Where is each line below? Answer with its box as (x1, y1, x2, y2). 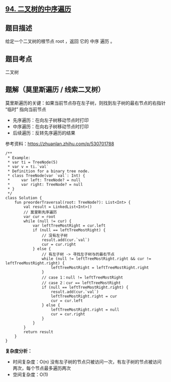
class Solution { (5, 195, 42, 200)
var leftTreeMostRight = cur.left (32, 223, 106, 228)
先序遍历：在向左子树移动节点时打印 (12, 117, 89, 123)
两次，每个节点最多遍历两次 (12, 365, 71, 371)
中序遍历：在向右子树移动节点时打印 (12, 123, 89, 129)
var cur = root (23, 214, 56, 219)
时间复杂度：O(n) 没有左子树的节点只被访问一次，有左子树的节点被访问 (12, 359, 162, 365)
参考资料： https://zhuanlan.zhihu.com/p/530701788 (5, 141, 115, 147)
